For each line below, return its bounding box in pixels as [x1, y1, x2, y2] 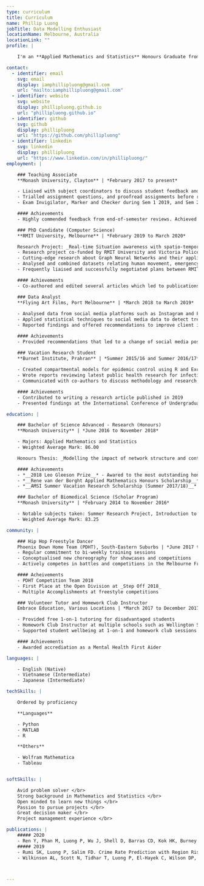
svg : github [17, 121, 47, 128]
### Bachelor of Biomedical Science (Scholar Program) [17, 494, 159, 500]
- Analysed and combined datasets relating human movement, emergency [17, 261, 200, 267]
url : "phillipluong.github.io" [17, 110, 97, 116]
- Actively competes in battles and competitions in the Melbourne [17, 561, 191, 567]
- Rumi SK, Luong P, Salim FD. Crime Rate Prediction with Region [17, 849, 189, 855]
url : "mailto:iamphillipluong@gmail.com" [17, 87, 123, 94]
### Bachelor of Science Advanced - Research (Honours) [17, 422, 162, 428]
